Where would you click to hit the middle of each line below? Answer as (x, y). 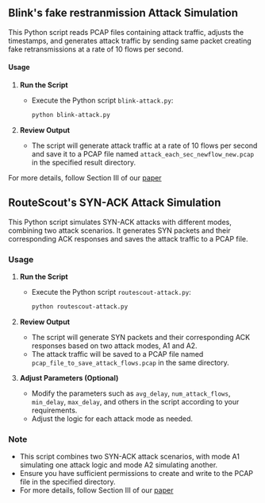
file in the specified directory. (67, 482)
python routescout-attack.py (80, 307)
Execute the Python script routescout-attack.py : (111, 292)
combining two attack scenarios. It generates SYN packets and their (120, 230)
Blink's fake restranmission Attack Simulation (123, 13)
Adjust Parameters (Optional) (69, 377)
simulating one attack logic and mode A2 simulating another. (119, 465)
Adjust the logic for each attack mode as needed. (112, 418)
